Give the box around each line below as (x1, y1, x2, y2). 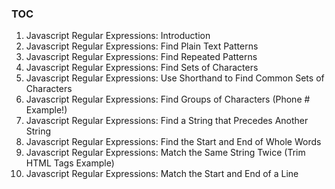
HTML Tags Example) (25, 157, 115, 169)
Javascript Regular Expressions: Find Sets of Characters (25, 62, 259, 74)
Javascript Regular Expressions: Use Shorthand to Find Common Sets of (25, 72, 325, 84)
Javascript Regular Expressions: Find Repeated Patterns (25, 51, 258, 63)
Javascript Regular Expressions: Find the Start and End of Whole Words (25, 136, 322, 148)
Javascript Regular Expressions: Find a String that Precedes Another (25, 115, 309, 127)
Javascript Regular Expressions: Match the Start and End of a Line (25, 168, 299, 180)
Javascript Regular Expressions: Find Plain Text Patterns (25, 40, 259, 52)
